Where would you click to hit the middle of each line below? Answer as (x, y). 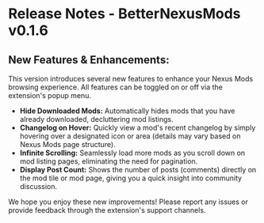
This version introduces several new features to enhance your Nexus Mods (131, 79)
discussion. (38, 186)
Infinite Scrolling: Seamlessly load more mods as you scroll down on (132, 153)
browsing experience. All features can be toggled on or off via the (116, 87)
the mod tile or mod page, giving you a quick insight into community (131, 178)
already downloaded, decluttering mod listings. (96, 119)
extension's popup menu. (50, 95)
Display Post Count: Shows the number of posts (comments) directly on (138, 170)
